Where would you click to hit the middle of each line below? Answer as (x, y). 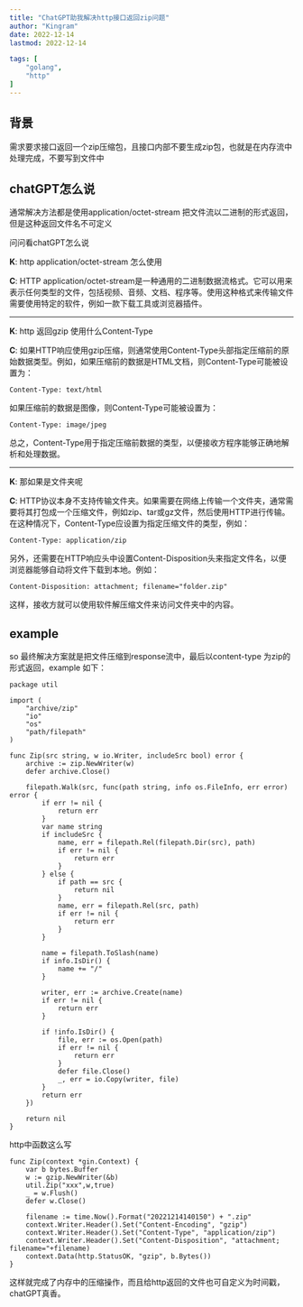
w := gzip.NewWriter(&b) (72, 1178)
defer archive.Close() (68, 772)
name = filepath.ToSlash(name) (101, 953)
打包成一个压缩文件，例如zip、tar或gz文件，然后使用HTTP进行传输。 (161, 512)
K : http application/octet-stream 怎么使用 (86, 262)
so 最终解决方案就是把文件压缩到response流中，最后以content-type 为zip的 (150, 657)
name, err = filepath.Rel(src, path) (129, 906)
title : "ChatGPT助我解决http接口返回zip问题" (89, 18)
